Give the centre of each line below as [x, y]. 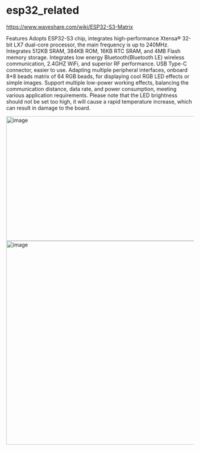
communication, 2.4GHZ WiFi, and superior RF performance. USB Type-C [97, 64]
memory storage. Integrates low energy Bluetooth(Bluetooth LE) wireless [95, 57]
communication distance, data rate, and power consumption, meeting [91, 89]
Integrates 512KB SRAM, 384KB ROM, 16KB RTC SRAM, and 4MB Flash [93, 51]
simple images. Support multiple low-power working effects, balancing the [98, 82]
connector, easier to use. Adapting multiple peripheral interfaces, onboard [97, 70]
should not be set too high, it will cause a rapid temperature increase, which [99, 101]
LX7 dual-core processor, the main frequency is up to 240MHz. [91, 45]
